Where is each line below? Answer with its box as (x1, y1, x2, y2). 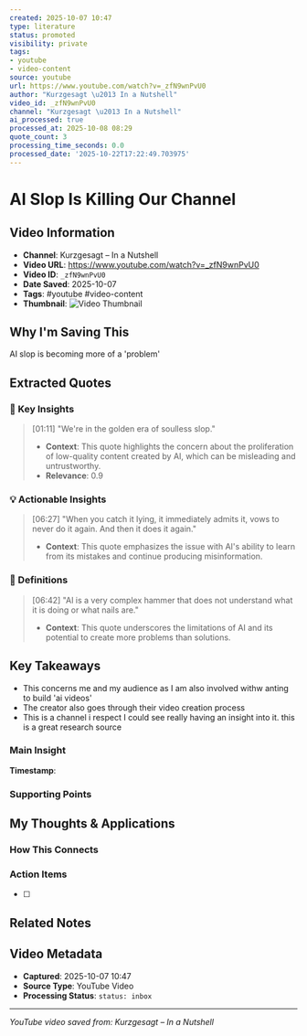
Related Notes (9, 915, 91, 931)
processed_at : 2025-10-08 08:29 (9, 124, 132, 134)
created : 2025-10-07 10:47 (9, 13, 112, 23)
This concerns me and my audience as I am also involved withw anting (22, 682, 290, 693)
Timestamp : (9, 764, 57, 775)
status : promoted (9, 30, 76, 39)
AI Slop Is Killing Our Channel (9, 188, 236, 209)
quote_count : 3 (9, 133, 68, 142)
